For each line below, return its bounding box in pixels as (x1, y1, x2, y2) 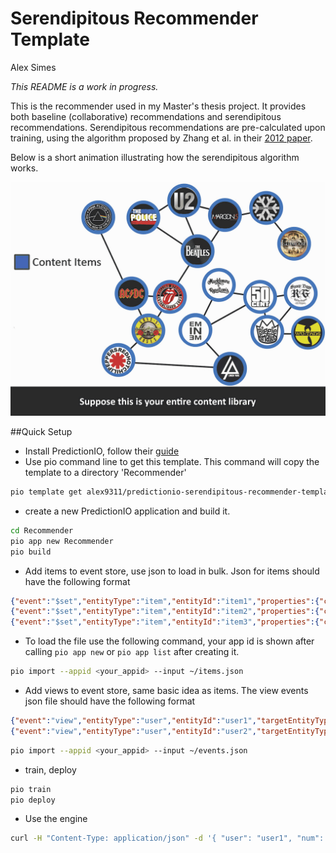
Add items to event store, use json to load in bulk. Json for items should (24, 565, 320, 577)
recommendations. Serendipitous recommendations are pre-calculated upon (10, 121, 326, 133)
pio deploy (10, 795, 56, 805)
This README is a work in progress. (10, 80, 159, 92)
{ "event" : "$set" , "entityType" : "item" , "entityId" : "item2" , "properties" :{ (10, 607, 320, 617)
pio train (10, 784, 52, 794)
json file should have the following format (24, 695, 196, 707)
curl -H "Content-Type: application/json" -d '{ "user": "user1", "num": (10, 833, 325, 844)
